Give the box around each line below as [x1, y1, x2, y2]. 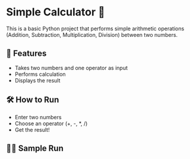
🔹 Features [6, 49, 47, 59]
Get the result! [14, 126, 50, 133]
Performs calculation [14, 71, 66, 78]
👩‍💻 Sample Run [6, 143, 64, 153]
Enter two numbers [14, 113, 62, 120]
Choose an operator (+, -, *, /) [14, 120, 88, 127]
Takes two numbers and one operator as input [14, 64, 128, 71]
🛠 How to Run [6, 95, 59, 105]
